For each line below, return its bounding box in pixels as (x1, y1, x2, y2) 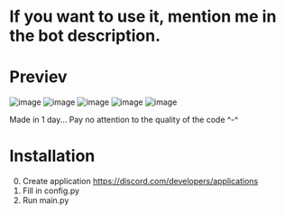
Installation (9, 146, 96, 166)
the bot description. (9, 25, 161, 46)
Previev (9, 67, 68, 88)
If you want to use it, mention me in (9, 6, 277, 27)
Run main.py (22, 195, 69, 206)
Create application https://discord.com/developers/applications (22, 176, 259, 187)
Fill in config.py (22, 185, 79, 196)
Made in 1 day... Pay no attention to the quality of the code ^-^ (9, 115, 239, 126)
